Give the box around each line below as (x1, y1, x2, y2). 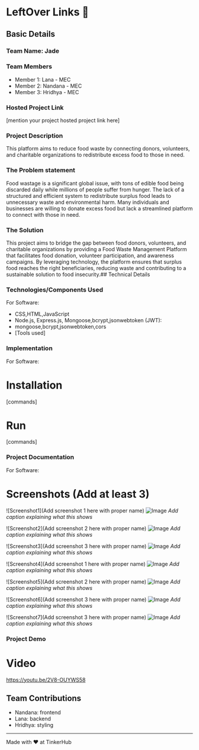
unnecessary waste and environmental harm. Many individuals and (6, 198, 169, 206)
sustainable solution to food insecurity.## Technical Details (6, 271, 150, 278)
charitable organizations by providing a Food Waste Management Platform (6, 245, 188, 252)
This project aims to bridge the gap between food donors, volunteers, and (6, 239, 187, 246)
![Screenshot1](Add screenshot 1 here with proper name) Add (6, 507, 179, 514)
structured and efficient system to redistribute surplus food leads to (6, 192, 172, 199)
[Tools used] (14, 329, 46, 336)
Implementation (6, 344, 53, 352)
